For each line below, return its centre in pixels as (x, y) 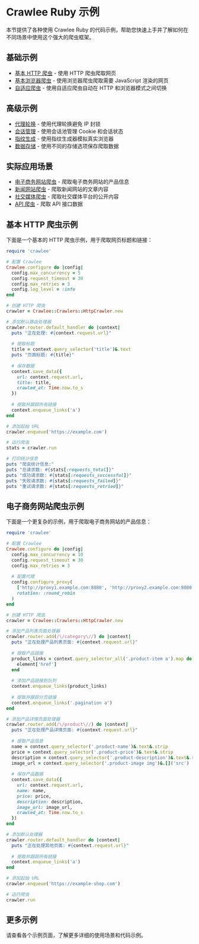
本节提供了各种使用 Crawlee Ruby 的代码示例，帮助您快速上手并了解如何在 (97, 30)
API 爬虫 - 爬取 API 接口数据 (49, 204)
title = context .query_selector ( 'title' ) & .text (71, 350)
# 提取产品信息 (27, 741)
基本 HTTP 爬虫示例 (42, 224)
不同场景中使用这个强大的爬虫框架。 (50, 37)
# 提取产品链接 (27, 653)
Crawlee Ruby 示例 (53, 12)
